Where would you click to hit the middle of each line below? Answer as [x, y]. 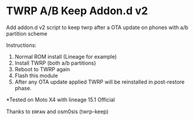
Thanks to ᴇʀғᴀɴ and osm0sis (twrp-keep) [57, 112]
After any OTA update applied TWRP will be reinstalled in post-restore [100, 82]
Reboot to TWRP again [42, 69]
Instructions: [21, 45]
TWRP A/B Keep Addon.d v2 [77, 11]
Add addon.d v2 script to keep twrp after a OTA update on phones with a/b [97, 27]
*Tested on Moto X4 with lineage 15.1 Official [61, 100]
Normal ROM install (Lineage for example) [66, 56]
